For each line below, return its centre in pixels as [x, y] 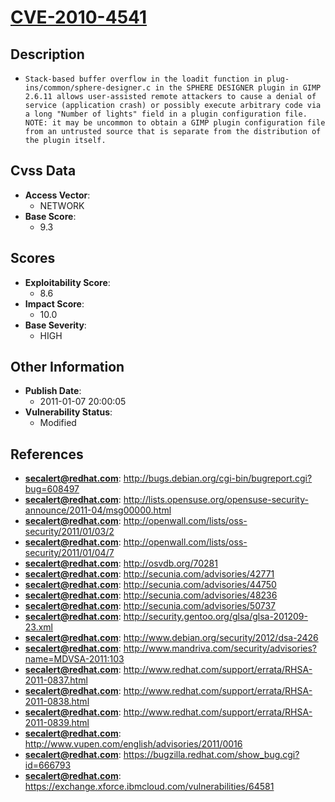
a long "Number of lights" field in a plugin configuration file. [166, 114]
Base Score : [50, 216]
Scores [33, 258]
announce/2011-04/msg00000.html [98, 510]
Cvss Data [43, 171]
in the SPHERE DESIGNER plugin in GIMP [238, 88]
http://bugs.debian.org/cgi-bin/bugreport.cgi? [218, 478]
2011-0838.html [57, 702]
